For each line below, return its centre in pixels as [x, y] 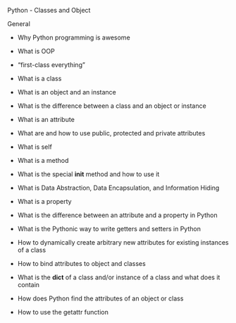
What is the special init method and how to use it [88, 174]
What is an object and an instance [67, 92]
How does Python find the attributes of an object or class [100, 298]
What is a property [44, 201]
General [19, 24]
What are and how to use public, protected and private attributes [111, 133]
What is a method [43, 160]
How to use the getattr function [63, 312]
